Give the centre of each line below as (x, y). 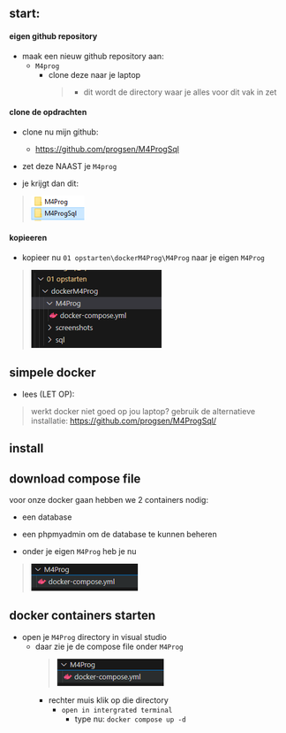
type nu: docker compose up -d (131, 719)
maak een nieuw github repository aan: (93, 56)
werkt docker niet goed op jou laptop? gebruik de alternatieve (143, 411)
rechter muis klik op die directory (109, 700)
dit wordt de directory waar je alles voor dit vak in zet (180, 92)
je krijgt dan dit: (50, 183)
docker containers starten (83, 616)
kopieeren (28, 238)
